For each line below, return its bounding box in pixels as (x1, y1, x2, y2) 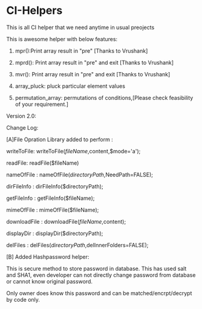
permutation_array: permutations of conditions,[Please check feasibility (15, 94, 194, 101)
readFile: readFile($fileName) (6, 159, 79, 167)
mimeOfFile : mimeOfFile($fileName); (6, 206, 99, 213)
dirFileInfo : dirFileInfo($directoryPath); (6, 182, 104, 190)
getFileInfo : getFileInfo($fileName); (6, 194, 95, 202)
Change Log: (6, 124, 39, 131)
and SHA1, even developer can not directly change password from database (6, 271, 196, 279)
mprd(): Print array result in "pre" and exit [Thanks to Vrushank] (15, 59, 174, 66)
